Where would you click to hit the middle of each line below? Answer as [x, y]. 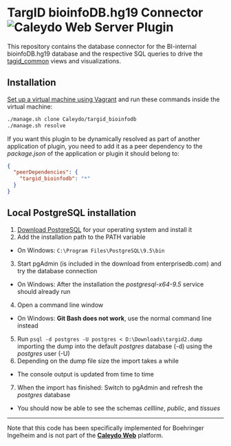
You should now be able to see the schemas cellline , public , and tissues [119, 408]
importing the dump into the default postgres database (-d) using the [115, 346]
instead [28, 326]
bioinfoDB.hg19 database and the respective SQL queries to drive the [105, 54]
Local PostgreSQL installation [71, 213]
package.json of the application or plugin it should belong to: [93, 153]
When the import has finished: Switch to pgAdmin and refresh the [110, 387]
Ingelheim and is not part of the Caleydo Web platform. [85, 435]
